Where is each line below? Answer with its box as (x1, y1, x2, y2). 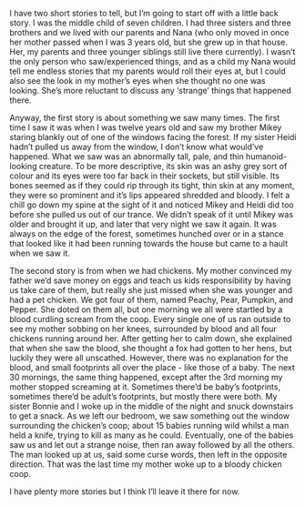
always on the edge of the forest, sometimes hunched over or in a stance (9, 228, 284, 239)
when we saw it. (9, 248, 71, 258)
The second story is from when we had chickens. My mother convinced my (9, 266, 293, 276)
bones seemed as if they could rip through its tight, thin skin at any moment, (9, 180, 295, 190)
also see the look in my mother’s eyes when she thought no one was (9, 76, 266, 86)
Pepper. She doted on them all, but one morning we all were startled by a (9, 304, 283, 315)
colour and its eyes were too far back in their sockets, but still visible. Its (9, 170, 280, 181)
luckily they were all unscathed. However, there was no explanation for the (9, 352, 289, 363)
